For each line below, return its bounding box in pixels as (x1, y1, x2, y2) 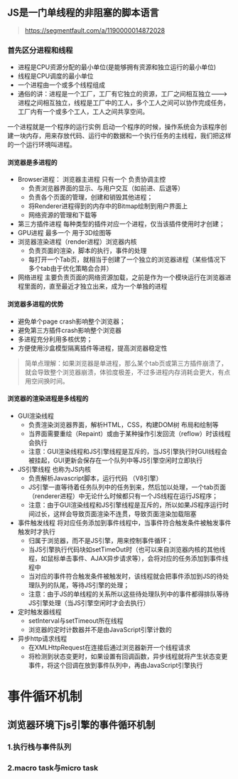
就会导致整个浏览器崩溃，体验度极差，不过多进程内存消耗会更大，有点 (24, 368, 231, 376)
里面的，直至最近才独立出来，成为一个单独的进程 (23, 282, 168, 291)
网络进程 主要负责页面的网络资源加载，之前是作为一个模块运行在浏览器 (17, 273, 225, 282)
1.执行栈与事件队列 (7, 742, 72, 752)
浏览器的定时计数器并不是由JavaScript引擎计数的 (28, 625, 172, 634)
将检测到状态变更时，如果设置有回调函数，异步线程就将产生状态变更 (28, 651, 228, 661)
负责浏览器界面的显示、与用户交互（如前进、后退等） (28, 184, 185, 192)
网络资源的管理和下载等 (28, 211, 97, 220)
